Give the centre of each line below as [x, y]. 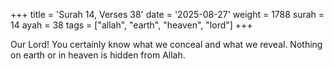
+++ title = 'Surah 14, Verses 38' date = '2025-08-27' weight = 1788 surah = [167, 14]
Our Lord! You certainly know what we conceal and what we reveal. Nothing [166, 44]
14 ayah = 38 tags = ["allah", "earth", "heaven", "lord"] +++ [131, 25]
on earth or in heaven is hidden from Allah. [98, 55]
